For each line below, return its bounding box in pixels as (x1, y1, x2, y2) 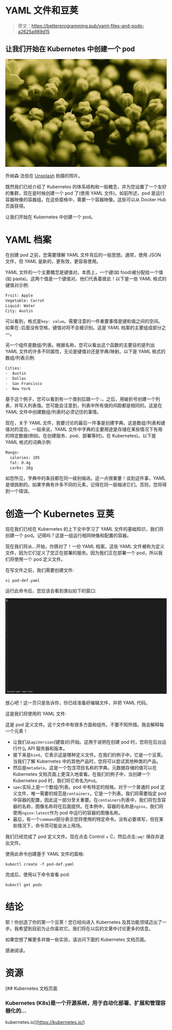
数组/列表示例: (5, 355, 36, 361)
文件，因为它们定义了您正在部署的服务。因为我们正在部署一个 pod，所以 (5, 550, 159, 556)
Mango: (5, 450, 19, 456)
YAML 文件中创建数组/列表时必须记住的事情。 (5, 409, 101, 415)
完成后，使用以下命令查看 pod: (5, 871, 70, 878)
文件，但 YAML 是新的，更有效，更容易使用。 (5, 258, 101, 265)
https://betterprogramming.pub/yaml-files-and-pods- (31, 23, 144, 29)
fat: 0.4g (10, 460, 31, 466)
